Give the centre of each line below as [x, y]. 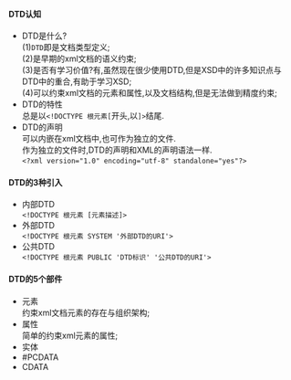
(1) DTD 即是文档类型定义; [66, 47]
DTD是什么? [44, 36]
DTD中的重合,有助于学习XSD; [77, 81]
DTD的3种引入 [36, 182]
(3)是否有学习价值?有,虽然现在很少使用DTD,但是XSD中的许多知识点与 [151, 70]
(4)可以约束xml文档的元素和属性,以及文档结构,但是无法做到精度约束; [149, 93]
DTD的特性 [42, 104]
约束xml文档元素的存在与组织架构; [86, 312]
